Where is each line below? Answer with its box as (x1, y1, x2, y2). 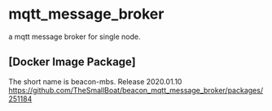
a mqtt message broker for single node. (8, 32, 141, 41)
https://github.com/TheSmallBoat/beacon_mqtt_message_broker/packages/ (8, 85, 263, 95)
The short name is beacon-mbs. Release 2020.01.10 (8, 76, 182, 86)
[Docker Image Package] (8, 55, 136, 69)
